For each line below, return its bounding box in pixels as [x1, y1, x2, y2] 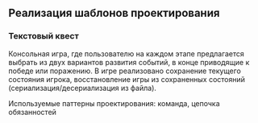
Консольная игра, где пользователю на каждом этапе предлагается [8, 48, 244, 59]
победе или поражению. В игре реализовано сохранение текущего [8, 66, 242, 76]
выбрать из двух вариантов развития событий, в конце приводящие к [8, 57, 250, 67]
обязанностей [8, 107, 56, 117]
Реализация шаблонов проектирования [8, 6, 220, 20]
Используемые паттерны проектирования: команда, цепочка [8, 98, 220, 108]
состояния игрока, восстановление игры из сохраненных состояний [8, 74, 246, 84]
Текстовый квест [8, 31, 79, 42]
